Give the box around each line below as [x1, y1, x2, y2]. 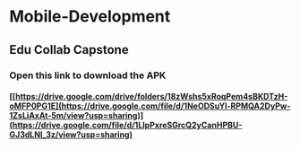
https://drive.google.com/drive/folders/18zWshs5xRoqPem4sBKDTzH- [14, 92, 288, 102]
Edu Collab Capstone [9, 42, 129, 57]
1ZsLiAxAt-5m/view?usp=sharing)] [9, 110, 144, 121]
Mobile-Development [9, 6, 171, 27]
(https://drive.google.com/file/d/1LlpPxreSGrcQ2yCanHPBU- [9, 119, 243, 131]
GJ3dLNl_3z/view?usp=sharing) [9, 129, 133, 140]
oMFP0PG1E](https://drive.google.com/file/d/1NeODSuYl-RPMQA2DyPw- [9, 101, 291, 111]
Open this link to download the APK [9, 69, 167, 82]
